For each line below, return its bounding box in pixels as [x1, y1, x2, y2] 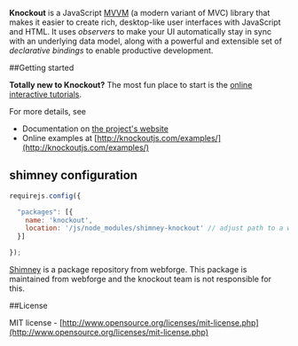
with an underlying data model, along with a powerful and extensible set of [9, 35, 282, 46]
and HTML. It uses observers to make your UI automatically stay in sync [9, 27, 272, 36]
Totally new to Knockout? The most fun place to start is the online [9, 80, 253, 90]
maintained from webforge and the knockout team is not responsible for [9, 274, 272, 285]
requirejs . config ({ [9, 191, 82, 201]
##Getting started [9, 62, 74, 73]
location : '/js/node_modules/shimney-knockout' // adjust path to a [25, 224, 284, 233]
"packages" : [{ [17, 208, 74, 216]
